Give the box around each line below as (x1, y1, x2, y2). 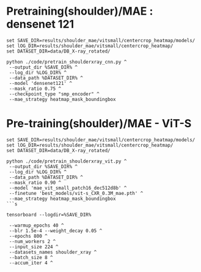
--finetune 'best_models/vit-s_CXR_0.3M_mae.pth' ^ (9, 190, 144, 196)
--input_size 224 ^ (9, 243, 59, 250)
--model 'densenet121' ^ (9, 80, 72, 86)
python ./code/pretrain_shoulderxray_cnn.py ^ (6, 59, 127, 65)
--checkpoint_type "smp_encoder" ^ (9, 90, 100, 97)
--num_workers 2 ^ (9, 238, 56, 244)
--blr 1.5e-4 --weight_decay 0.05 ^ (9, 227, 103, 233)
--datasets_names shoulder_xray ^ (9, 249, 97, 255)
